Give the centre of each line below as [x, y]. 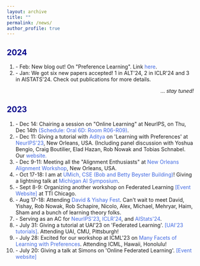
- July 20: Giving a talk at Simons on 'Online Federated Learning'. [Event [104, 250]
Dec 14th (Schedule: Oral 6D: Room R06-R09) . [72, 130]
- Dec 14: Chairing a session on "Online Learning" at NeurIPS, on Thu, [101, 124]
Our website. [31, 155]
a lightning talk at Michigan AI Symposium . [67, 181]
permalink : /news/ [29, 23]
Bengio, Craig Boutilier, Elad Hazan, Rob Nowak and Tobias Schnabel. [100, 149]
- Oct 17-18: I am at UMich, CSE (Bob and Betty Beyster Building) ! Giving [104, 174]
